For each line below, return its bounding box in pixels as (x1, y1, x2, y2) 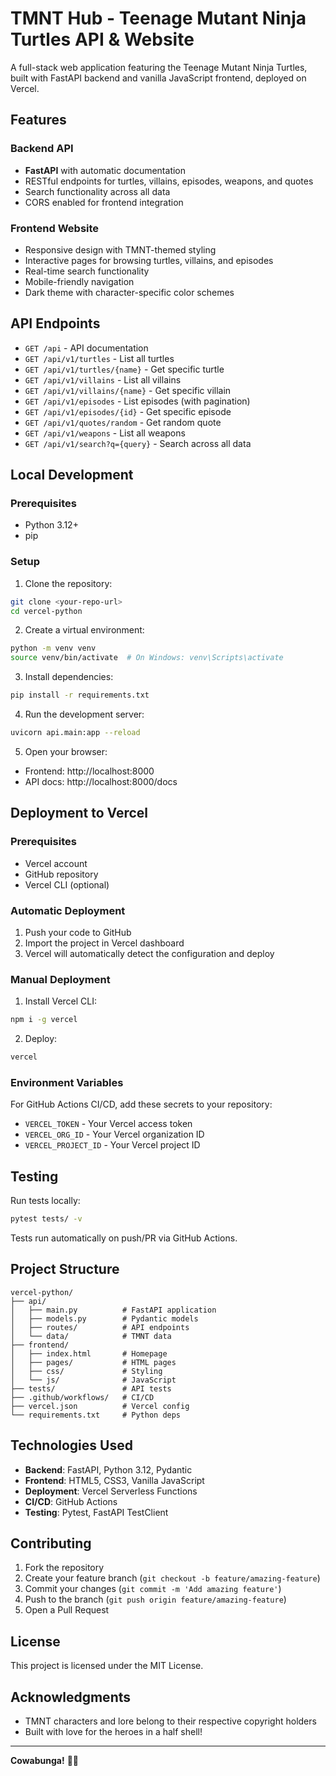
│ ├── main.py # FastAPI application (10, 1305, 217, 1315)
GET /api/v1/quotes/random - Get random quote (24, 416, 222, 428)
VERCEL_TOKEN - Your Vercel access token (24, 1118, 193, 1130)
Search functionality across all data (24, 185, 171, 197)
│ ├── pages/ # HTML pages (10, 1357, 177, 1367)
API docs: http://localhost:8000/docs (24, 775, 178, 787)
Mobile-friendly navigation (24, 275, 135, 287)
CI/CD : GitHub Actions (24, 1495, 118, 1507)
